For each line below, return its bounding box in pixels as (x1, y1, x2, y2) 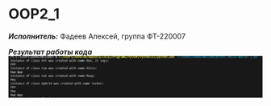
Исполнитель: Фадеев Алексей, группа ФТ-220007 (8, 31, 186, 41)
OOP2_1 (8, 5, 60, 23)
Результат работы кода (8, 47, 93, 56)
